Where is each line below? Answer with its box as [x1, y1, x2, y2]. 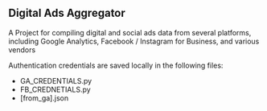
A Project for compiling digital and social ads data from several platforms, [8, 27, 252, 37]
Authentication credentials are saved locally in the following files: [8, 60, 224, 70]
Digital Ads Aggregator [8, 6, 126, 20]
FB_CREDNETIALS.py [19, 84, 91, 94]
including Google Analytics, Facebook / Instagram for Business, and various [8, 36, 260, 46]
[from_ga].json [19, 92, 69, 103]
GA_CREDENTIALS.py [19, 76, 92, 85]
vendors [8, 44, 36, 55]
